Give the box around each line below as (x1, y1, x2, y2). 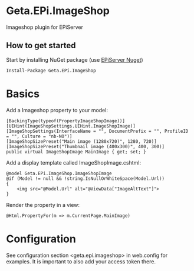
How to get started (6, 41, 76, 51)
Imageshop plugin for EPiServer (6, 24, 84, 31)
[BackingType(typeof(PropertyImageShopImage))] (6, 118, 126, 124)
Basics (6, 87, 40, 101)
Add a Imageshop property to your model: (6, 106, 108, 113)
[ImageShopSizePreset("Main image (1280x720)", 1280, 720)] (6, 138, 157, 145)
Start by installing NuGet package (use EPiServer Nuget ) (6, 56, 143, 63)
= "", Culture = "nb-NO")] (6, 133, 73, 139)
